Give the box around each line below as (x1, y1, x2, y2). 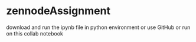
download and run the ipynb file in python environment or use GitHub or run (6, 24, 191, 31)
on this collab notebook (6, 30, 64, 37)
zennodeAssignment (6, 4, 111, 18)
